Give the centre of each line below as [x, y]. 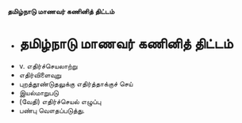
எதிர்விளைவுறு [40, 75]
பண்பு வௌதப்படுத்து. [52, 110]
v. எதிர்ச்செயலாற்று [48, 65]
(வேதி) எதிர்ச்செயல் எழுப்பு [60, 101]
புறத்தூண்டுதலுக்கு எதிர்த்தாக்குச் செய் [76, 84]
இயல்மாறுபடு [38, 92]
